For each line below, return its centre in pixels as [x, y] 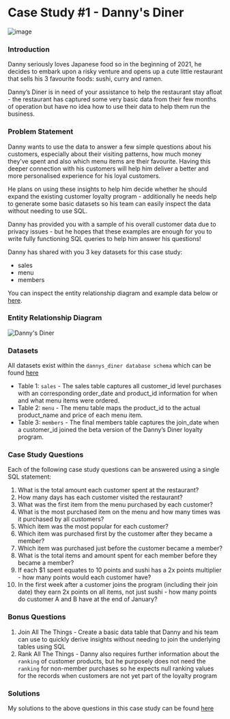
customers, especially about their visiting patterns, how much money [105, 154]
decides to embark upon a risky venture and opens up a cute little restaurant [115, 72]
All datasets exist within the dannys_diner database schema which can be [110, 366]
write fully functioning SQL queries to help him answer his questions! [104, 238]
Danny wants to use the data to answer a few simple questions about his [110, 147]
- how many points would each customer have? [84, 577]
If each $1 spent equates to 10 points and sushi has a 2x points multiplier [120, 570]
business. [21, 114]
